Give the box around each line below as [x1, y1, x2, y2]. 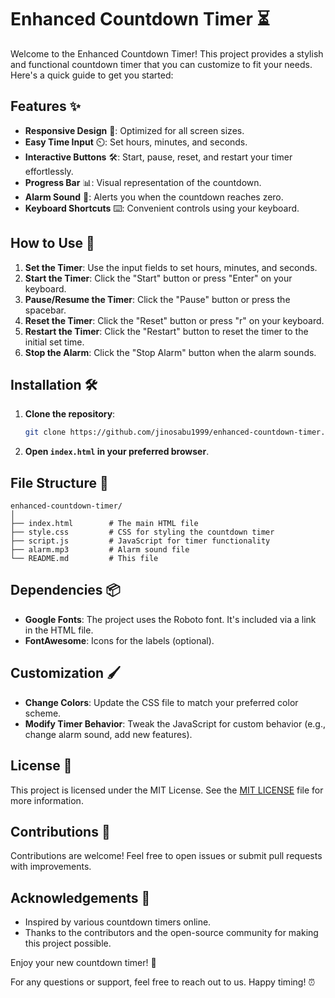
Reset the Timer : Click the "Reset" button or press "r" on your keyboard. [24, 314, 325, 326]
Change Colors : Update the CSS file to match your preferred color [24, 696, 299, 708]
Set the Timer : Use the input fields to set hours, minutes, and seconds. [24, 261, 318, 273]
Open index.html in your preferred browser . [24, 446, 210, 458]
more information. [10, 794, 84, 806]
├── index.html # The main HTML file [10, 519, 199, 529]
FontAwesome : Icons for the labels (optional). [24, 634, 215, 646]
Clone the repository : [24, 408, 116, 420]
